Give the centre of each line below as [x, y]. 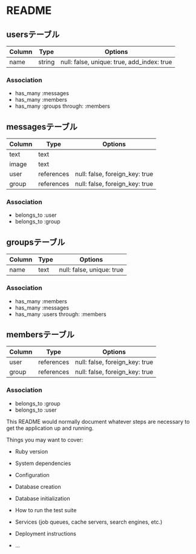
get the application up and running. [50, 428]
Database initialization [43, 498]
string [47, 62]
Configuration [32, 475]
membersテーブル [40, 335]
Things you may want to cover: [45, 440]
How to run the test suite [46, 510]
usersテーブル [33, 34]
